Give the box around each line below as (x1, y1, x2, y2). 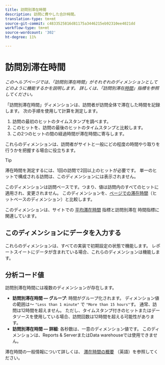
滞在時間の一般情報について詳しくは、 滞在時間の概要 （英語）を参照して (5, 349, 154, 355)
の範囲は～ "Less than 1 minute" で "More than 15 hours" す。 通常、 (12, 301, 153, 307)
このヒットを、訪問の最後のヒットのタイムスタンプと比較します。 (12, 124, 146, 131)
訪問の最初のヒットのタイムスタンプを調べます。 (12, 118, 111, 124)
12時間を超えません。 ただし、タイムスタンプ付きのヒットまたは (21, 307, 152, 313)
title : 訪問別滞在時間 (5, 7, 47, 12)
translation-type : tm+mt (5, 16, 56, 21)
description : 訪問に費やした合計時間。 (5, 12, 78, 17)
